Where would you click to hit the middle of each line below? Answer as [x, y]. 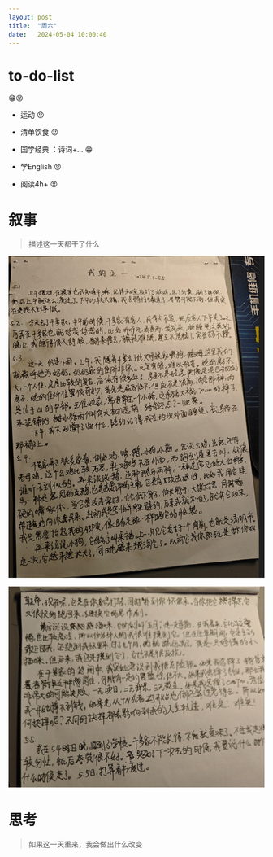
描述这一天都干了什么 [64, 244]
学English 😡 [41, 167]
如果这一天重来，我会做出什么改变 [85, 844]
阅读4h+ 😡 [39, 184]
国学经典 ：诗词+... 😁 [56, 150]
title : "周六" [33, 26]
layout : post [30, 17]
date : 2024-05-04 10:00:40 [58, 34]
